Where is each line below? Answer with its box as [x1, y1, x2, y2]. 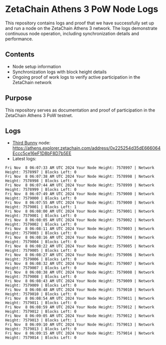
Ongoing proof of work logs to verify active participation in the [12, 74, 141, 80]
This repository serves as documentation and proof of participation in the [5, 107, 156, 113]
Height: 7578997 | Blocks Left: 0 [5, 170, 77, 175]
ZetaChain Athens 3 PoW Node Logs [5, 3, 159, 15]
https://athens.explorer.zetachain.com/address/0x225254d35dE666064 [12, 145, 161, 151]
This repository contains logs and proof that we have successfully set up [5, 20, 154, 26]
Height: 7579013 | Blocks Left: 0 [5, 327, 77, 332]
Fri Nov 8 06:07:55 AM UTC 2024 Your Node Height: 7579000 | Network [5, 200, 155, 205]
